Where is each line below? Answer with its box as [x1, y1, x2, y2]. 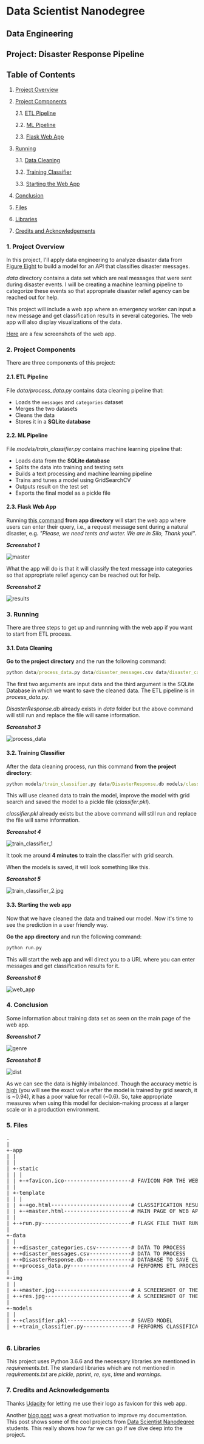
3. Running [6, 610, 39, 618]
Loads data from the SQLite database [15, 457, 110, 464]
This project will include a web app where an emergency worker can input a [6, 306, 196, 313]
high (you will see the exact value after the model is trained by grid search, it [6, 1086, 197, 1093]
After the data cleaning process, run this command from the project [6, 763, 177, 770]
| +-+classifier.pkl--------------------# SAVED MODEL [6, 1317, 173, 1324]
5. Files [6, 1121, 29, 1129]
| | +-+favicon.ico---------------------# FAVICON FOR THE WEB [6, 1177, 199, 1184]
